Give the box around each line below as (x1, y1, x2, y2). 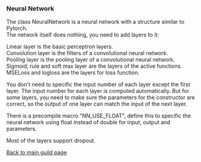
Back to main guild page (6, 149, 67, 156)
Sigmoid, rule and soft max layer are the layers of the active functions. (6, 62, 183, 70)
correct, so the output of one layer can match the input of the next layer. (6, 100, 188, 108)
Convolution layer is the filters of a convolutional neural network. (6, 50, 169, 57)
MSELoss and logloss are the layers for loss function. (6, 69, 140, 76)
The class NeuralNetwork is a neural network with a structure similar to (6, 18, 185, 26)
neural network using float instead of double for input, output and (6, 119, 171, 126)
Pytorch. (6, 24, 28, 32)
